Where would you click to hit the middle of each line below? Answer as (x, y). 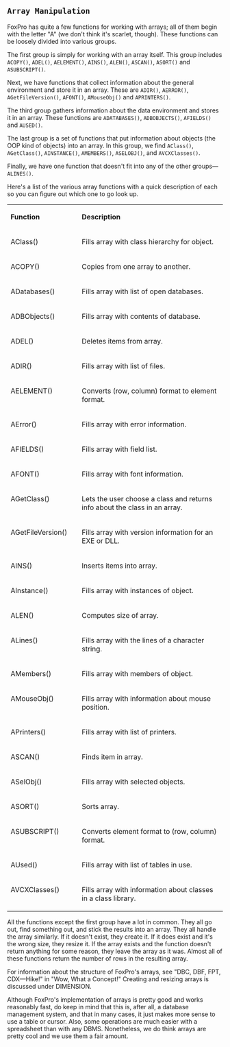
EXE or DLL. (101, 540)
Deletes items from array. (122, 341)
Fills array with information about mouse (146, 698)
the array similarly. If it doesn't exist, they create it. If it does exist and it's (110, 937)
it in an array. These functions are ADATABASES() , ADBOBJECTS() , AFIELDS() (109, 117)
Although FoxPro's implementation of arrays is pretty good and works (105, 999)
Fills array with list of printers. (129, 732)
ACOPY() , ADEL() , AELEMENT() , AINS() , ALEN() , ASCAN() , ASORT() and (99, 62)
